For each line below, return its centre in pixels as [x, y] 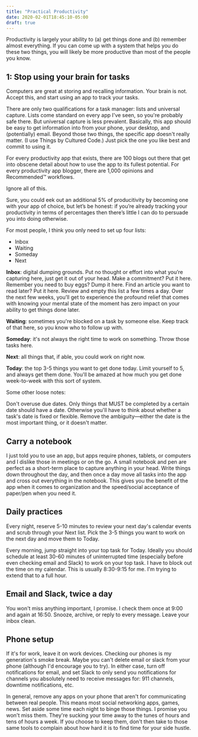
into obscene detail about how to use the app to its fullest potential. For [92, 165]
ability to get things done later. [43, 310]
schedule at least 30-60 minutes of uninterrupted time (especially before [95, 556]
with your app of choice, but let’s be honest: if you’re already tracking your [97, 206]
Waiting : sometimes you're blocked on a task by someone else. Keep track [98, 321]
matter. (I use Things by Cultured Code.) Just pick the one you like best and [98, 140]
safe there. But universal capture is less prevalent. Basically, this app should [98, 121]
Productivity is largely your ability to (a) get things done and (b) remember [96, 40]
